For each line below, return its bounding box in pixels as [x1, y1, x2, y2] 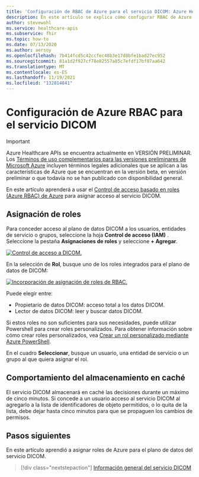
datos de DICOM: [6, 267, 49, 274]
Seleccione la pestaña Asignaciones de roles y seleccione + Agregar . [6, 237, 178, 244]
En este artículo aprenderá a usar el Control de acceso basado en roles [6, 186, 179, 193]
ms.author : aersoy [6, 47, 52, 53]
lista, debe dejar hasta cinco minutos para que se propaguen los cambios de [6, 407, 193, 414]
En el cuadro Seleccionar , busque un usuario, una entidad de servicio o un [6, 349, 190, 356]
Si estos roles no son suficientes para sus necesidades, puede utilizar [6, 319, 176, 326]
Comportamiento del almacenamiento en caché [6, 373, 185, 383]
